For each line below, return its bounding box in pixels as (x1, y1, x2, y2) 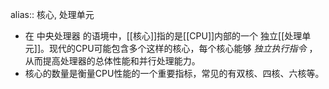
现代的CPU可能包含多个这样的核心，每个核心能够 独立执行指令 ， (49, 43, 318, 54)
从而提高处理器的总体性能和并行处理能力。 (24, 55, 201, 67)
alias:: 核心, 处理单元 (10, 9, 95, 20)
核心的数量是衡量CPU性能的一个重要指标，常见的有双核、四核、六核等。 (24, 68, 325, 79)
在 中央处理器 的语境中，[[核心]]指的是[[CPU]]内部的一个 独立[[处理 (24, 30, 303, 42)
